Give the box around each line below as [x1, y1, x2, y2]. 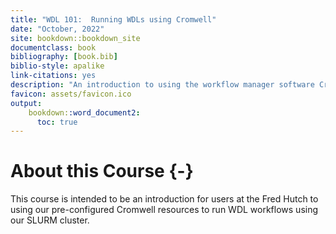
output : [10, 98, 43, 108]
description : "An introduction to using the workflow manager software [10, 80, 315, 90]
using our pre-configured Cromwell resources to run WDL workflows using [10, 204, 319, 216]
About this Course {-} [10, 160, 194, 183]
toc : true [36, 117, 78, 127]
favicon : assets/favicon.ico [10, 89, 132, 99]
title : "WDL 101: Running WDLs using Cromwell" [10, 14, 217, 25]
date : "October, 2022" [10, 24, 105, 34]
